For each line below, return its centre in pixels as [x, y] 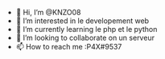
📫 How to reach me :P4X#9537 [69, 47]
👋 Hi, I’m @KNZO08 [49, 12]
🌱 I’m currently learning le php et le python [87, 29]
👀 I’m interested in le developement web [82, 21]
